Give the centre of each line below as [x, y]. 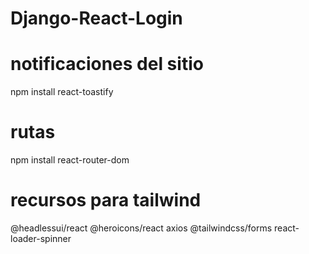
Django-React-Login [96, 18]
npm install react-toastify [62, 92]
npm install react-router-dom [70, 160]
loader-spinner [41, 238]
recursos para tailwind [106, 200]
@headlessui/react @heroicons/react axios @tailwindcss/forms [141, 228]
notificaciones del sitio [107, 64]
